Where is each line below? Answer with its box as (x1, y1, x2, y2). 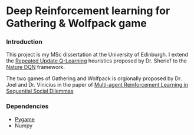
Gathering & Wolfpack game (6, 17, 147, 30)
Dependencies (6, 102, 49, 110)
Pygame (14, 116, 35, 123)
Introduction (6, 38, 42, 46)
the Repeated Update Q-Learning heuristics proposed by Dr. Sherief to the (6, 57, 188, 64)
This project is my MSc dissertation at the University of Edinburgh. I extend (6, 51, 189, 58)
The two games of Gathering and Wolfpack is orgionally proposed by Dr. (6, 75, 182, 82)
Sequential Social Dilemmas (6, 87, 74, 95)
